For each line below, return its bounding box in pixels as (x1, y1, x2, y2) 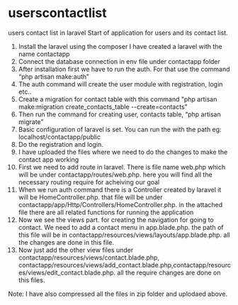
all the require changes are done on (117, 268, 221, 277)
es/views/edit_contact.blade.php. (18, 268, 116, 277)
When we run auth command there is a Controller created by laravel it (18, 185, 222, 194)
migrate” (18, 117, 44, 126)
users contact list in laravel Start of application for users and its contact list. (8, 28, 229, 37)
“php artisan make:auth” (18, 72, 89, 81)
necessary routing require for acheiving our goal (18, 177, 160, 186)
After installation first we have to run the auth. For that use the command (18, 65, 230, 73)
